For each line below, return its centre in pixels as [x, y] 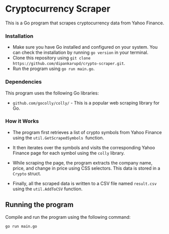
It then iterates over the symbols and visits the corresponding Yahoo [84, 147]
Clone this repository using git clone [52, 58]
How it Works [22, 121]
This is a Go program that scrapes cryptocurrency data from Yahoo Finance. [85, 23]
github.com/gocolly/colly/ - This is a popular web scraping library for [86, 103]
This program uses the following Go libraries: [52, 93]
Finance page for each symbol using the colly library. [69, 153]
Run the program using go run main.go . [54, 69]
